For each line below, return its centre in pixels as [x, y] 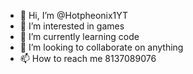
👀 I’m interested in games [72, 26]
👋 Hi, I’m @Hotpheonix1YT [74, 15]
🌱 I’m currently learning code [79, 36]
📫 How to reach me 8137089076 [88, 58]
